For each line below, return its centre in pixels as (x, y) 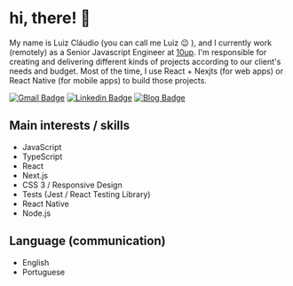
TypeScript (42, 156)
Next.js (35, 175)
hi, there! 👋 (50, 18)
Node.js (36, 213)
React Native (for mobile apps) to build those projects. (108, 80)
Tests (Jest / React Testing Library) (86, 194)
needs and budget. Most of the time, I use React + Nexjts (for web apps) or (146, 71)
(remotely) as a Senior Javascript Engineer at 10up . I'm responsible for (138, 52)
